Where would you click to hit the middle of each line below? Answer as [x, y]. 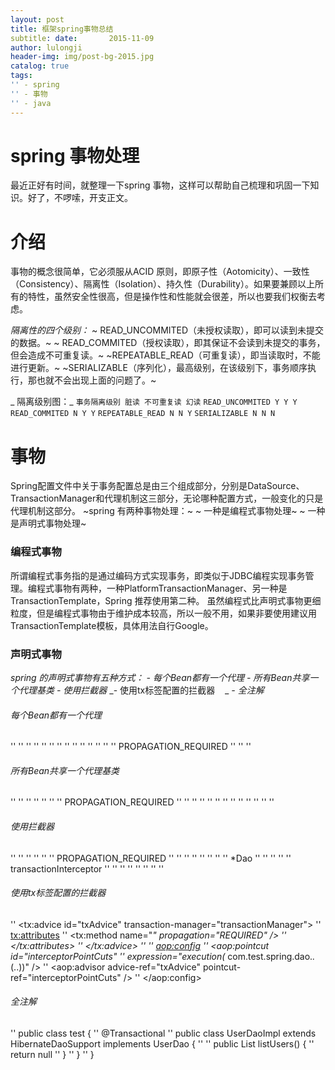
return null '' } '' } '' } [52, 1054]
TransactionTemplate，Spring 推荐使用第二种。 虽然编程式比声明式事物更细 [166, 600]
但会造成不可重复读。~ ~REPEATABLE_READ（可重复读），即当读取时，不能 [165, 355]
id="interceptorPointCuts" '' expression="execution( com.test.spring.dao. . [163, 956]
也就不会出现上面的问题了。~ [96, 380]
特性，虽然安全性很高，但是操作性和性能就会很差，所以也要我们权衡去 [172, 297]
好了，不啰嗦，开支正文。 [80, 198]
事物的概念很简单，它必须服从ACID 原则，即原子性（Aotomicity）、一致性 [160, 272]
